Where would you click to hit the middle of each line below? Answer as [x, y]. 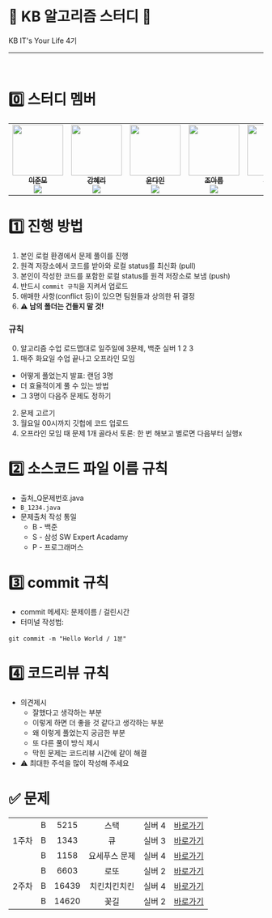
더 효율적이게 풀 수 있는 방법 [64, 386]
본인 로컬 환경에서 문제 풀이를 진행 [74, 255]
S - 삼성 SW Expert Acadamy [80, 537]
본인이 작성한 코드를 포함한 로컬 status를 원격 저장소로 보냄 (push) [125, 275]
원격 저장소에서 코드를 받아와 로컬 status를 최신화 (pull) [108, 266]
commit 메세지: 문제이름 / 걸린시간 [75, 611]
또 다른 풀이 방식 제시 [66, 742]
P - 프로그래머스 [58, 547]
